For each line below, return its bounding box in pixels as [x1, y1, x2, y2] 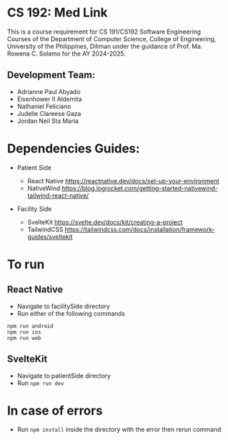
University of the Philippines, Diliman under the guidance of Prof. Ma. [7, 42, 203, 50]
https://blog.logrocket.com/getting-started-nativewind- [61, 184, 218, 192]
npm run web [7, 334, 41, 341]
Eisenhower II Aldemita [16, 95, 82, 103]
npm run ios [7, 328, 41, 336]
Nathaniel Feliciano [16, 102, 71, 111]
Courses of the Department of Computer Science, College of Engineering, [7, 34, 216, 43]
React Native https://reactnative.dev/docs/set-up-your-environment [27, 176, 220, 185]
